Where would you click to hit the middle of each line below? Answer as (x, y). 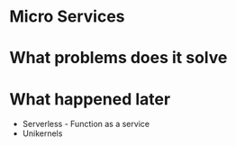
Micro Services (67, 17)
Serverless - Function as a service (86, 124)
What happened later (90, 99)
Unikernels (42, 133)
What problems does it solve (118, 58)
